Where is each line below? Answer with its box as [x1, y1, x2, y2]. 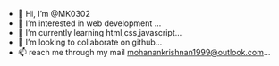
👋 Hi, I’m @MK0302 [17, 9, 91, 19]
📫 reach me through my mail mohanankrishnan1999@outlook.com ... [17, 47, 271, 57]
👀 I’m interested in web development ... [17, 18, 162, 29]
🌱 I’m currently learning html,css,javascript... [17, 28, 182, 37]
